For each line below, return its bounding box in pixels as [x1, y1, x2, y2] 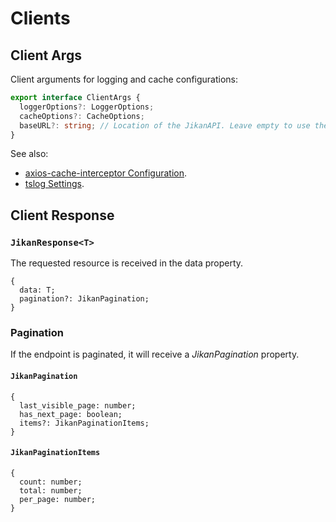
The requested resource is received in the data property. [10, 257, 244, 269]
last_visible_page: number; [19, 400, 137, 411]
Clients [10, 7, 71, 30]
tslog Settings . [24, 178, 85, 190]
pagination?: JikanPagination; [19, 294, 150, 304]
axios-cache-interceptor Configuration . [24, 167, 188, 179]
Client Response [10, 207, 115, 224]
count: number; [19, 477, 83, 487]
